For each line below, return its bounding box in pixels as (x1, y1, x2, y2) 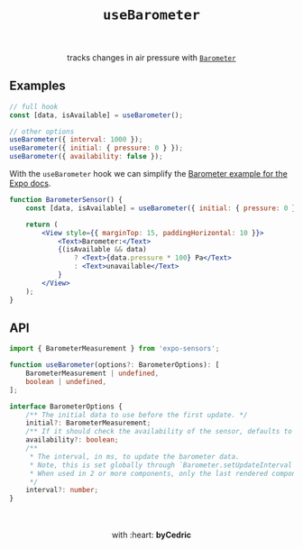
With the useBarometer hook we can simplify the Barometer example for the (9, 169, 289, 178)
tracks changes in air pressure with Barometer (67, 51, 236, 63)
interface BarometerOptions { (9, 402, 124, 411)
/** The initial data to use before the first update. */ (25, 410, 248, 419)
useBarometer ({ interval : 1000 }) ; (9, 135, 143, 144)
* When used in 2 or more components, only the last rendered (29, 469, 269, 478)
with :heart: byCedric (111, 529, 192, 541)
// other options (9, 127, 75, 136)
